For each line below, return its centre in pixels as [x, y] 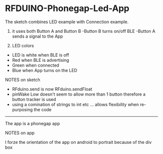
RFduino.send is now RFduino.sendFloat [52, 89]
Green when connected [36, 65]
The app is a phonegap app [33, 123]
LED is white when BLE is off [41, 55]
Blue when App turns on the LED [45, 70]
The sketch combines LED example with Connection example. [67, 22]
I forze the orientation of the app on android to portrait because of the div [78, 142]
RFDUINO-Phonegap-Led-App [67, 8]
